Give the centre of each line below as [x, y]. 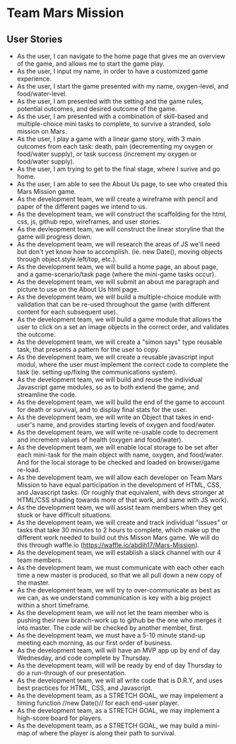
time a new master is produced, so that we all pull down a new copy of [119, 575]
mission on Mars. [42, 131]
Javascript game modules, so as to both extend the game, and [108, 387]
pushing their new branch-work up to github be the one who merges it [119, 620]
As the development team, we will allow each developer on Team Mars [119, 477]
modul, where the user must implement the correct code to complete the [123, 365]
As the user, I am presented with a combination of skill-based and [112, 116]
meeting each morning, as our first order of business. [94, 643]
